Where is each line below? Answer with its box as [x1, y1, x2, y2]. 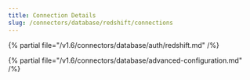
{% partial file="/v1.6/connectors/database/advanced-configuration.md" [8, 56, 243, 65]
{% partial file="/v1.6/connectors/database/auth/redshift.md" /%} [8, 40, 219, 49]
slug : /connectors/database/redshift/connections [8, 19, 174, 27]
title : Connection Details [8, 11, 96, 20]
